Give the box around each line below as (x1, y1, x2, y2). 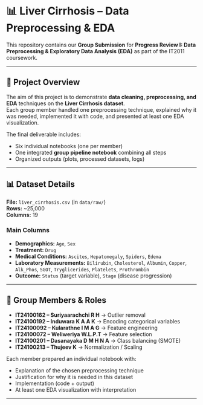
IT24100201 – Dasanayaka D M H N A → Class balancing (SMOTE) (14, 337, 181, 344)
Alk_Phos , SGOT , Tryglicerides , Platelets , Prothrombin (14, 265, 149, 273)
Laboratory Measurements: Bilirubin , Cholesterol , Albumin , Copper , (14, 259, 187, 266)
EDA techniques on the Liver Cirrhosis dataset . (6, 100, 125, 107)
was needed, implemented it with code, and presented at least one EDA (6, 112, 184, 120)
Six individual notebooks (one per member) (14, 142, 123, 149)
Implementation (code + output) (14, 380, 95, 387)
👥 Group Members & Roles (6, 295, 107, 305)
